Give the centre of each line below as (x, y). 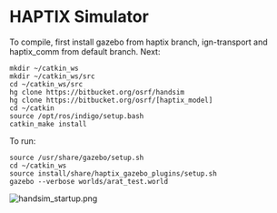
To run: (23, 141)
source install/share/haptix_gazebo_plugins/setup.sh (114, 173)
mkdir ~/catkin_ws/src (52, 76)
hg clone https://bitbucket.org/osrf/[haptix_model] (111, 100)
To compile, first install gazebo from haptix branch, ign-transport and (138, 42)
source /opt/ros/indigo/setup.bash (77, 116)
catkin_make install (49, 124)
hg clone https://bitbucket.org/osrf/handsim (97, 92)
